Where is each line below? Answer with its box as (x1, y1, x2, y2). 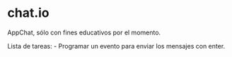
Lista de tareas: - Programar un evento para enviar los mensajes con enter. (7, 42, 226, 50)
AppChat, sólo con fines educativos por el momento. (7, 28, 161, 37)
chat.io (7, 5, 50, 21)
